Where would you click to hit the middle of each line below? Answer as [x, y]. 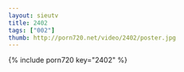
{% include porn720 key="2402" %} [68, 60]
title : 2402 [28, 23]
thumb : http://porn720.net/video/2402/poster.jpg [92, 38]
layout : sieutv [33, 15]
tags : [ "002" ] [32, 30]
